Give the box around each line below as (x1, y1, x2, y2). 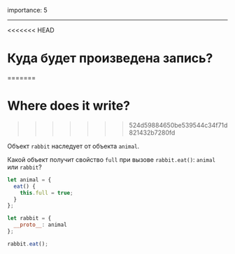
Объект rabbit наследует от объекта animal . (7, 142, 140, 150)
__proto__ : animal (13, 221, 68, 229)
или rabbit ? (7, 163, 42, 171)
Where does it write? (7, 98, 131, 114)
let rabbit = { (7, 215, 52, 222)
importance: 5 (7, 6, 48, 14)
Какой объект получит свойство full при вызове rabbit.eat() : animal (7, 155, 215, 163)
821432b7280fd (129, 128, 176, 137)
